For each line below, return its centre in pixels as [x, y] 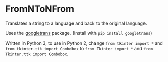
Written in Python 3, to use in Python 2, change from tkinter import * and [84, 43]
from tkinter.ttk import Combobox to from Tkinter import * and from [79, 48]
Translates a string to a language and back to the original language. [76, 23]
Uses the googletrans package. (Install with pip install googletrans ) [79, 33]
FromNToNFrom [40, 9]
